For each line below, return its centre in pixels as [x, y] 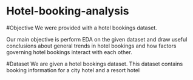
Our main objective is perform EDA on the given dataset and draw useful [97, 39]
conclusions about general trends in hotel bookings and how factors [91, 46]
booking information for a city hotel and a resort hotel [73, 70]
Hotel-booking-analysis [68, 11]
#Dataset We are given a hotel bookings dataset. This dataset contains [95, 64]
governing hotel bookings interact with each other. [69, 52]
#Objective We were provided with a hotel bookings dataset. [82, 28]
